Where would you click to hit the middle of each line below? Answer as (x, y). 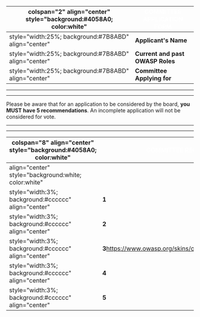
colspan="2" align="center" (69, 12)
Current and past (160, 54)
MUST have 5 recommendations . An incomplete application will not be (93, 110)
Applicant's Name (161, 40)
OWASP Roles (155, 61)
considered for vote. (31, 117)
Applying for (153, 78)
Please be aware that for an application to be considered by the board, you (98, 104)
